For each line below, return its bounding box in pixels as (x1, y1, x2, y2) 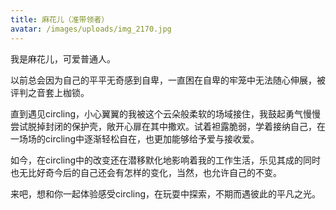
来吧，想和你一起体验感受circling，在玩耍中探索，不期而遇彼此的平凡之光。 (10, 187, 322, 200)
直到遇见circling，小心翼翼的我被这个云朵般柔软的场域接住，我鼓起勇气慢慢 (10, 107, 322, 120)
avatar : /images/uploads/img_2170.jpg (10, 24, 172, 34)
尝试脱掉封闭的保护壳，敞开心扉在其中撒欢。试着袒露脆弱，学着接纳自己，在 (10, 120, 326, 132)
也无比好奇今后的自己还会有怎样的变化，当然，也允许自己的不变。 (10, 166, 282, 178)
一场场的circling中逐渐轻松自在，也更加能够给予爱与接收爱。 (10, 132, 260, 145)
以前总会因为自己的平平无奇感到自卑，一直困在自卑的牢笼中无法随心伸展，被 (10, 74, 326, 86)
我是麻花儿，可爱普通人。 (10, 52, 116, 65)
